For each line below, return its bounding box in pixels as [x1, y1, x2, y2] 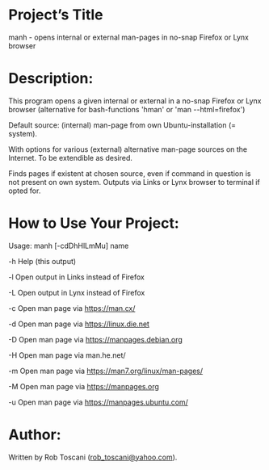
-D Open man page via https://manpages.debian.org [8, 334, 183, 344]
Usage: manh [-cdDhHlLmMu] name [8, 241, 129, 250]
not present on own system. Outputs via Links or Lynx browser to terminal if [8, 177, 260, 187]
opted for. [8, 186, 41, 195]
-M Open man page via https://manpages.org [8, 381, 160, 391]
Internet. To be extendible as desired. [8, 153, 133, 162]
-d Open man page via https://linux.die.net [8, 319, 149, 329]
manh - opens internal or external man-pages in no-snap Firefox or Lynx [8, 32, 249, 42]
